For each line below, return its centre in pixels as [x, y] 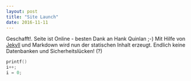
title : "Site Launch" [32, 17]
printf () [17, 62]
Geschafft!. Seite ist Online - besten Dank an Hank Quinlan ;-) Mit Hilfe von [96, 39]
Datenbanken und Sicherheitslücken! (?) [54, 51]
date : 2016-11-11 [27, 22]
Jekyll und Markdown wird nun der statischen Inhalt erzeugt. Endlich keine [96, 45]
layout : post [22, 11]
